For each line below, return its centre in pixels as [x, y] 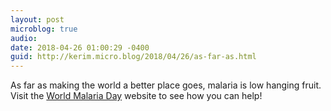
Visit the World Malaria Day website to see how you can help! [136, 96]
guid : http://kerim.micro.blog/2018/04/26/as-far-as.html [133, 57]
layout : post [37, 19]
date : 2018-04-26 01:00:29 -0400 [80, 47]
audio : [24, 38]
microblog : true [44, 29]
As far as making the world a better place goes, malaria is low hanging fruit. [166, 85]
